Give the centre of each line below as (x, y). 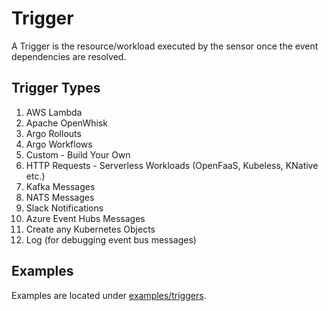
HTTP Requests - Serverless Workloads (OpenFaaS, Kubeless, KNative (172, 165)
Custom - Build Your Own (78, 154)
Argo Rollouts (53, 133)
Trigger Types (56, 88)
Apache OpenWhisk (66, 123)
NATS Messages (60, 197)
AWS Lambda (54, 112)
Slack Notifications (64, 208)
